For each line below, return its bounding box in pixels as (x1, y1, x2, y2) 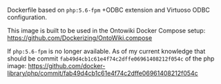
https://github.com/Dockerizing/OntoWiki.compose (7, 34, 153, 42)
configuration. (7, 13, 47, 21)
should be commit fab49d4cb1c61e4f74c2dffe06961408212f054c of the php (7, 54, 215, 63)
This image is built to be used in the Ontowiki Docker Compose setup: (7, 27, 206, 34)
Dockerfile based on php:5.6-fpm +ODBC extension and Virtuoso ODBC (7, 6, 211, 14)
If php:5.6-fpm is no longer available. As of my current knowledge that (7, 48, 206, 55)
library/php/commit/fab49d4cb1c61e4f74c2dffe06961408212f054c (7, 69, 198, 77)
